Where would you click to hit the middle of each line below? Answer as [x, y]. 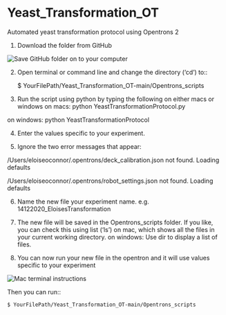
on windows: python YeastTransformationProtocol [78, 120]
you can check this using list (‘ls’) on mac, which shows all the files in [116, 229]
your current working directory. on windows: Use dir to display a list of [117, 237]
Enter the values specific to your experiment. [81, 133]
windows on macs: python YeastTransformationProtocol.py [101, 106]
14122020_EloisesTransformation [64, 208]
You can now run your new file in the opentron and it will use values [113, 258]
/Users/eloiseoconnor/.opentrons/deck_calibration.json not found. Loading [113, 160]
